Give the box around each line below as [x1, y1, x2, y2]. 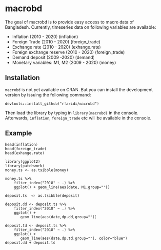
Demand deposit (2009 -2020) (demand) [12, 54, 95, 60]
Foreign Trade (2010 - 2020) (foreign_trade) [12, 38, 101, 44]
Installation [5, 74, 40, 82]
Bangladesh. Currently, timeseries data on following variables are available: [5, 24, 156, 30]
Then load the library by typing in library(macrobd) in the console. [5, 110, 139, 115]
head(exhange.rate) [5, 151, 45, 155]
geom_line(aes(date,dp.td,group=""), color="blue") [20, 236, 128, 241]
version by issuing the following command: [5, 92, 91, 97]
